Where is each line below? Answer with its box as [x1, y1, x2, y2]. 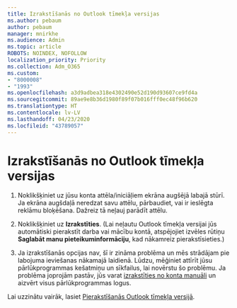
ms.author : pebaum [7, 17, 62, 24]
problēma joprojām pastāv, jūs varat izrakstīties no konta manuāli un [17, 271, 216, 280]
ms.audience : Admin [7, 37, 65, 44]
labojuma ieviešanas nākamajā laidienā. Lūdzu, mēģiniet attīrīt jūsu [17, 256, 213, 265]
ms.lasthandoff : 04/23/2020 [7, 115, 91, 122]
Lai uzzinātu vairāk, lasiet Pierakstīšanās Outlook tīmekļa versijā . [7, 292, 195, 301]
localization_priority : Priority [7, 57, 106, 64]
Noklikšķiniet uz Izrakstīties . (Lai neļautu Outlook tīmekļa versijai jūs [17, 220, 217, 229]
